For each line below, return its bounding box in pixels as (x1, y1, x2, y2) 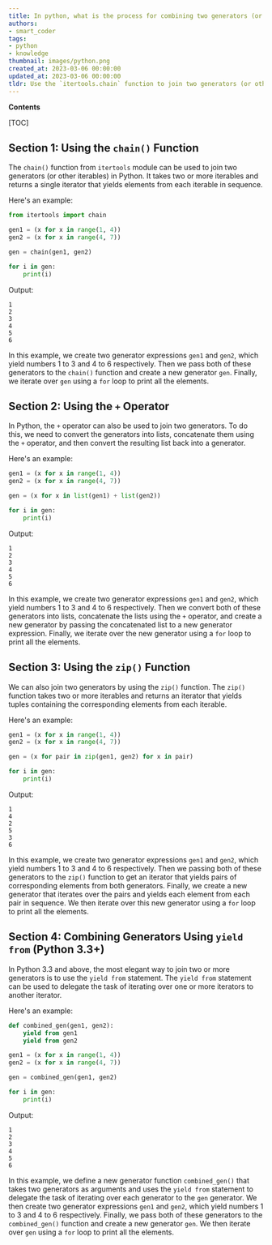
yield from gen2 (23, 1037, 79, 1045)
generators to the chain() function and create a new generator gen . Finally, (8, 367, 257, 377)
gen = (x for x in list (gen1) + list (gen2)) (8, 492, 161, 500)
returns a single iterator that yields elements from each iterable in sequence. (8, 180, 263, 190)
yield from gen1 (23, 1029, 79, 1037)
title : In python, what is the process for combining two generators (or (8, 11, 263, 20)
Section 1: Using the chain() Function (8, 141, 200, 155)
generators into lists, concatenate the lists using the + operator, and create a (8, 611, 262, 621)
